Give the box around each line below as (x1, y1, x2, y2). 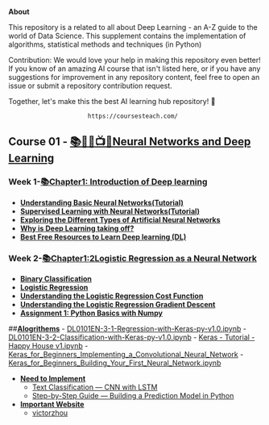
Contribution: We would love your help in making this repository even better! (8, 56, 262, 65)
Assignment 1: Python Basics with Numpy (19, 308, 163, 318)
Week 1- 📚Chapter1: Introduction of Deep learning (8, 177, 208, 188)
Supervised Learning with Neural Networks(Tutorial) (19, 206, 200, 216)
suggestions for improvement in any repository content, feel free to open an (8, 73, 260, 81)
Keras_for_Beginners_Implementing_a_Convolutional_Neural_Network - (8, 349, 244, 359)
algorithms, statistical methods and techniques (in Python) (8, 40, 202, 49)
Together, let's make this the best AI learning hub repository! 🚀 (8, 97, 216, 106)
